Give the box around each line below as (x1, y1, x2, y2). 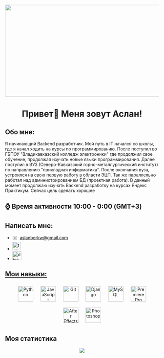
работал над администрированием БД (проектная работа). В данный (5, 177, 150, 183)
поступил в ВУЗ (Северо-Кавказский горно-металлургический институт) (5, 162, 159, 167)
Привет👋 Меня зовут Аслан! (21, 108, 143, 119)
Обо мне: (5, 128, 35, 136)
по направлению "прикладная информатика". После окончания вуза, (5, 167, 150, 172)
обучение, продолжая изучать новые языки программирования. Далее (5, 156, 155, 162)
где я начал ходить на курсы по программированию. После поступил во (5, 146, 158, 152)
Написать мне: (5, 221, 53, 230)
